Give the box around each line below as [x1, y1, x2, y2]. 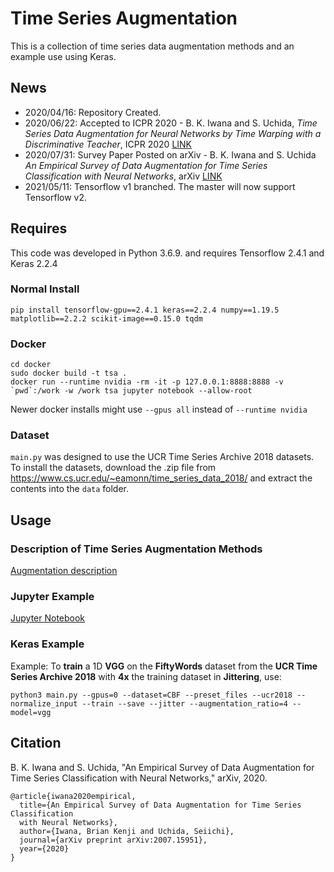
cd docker [10, 360, 52, 370]
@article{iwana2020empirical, [10, 791, 137, 801]
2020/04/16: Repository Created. [24, 106, 162, 118]
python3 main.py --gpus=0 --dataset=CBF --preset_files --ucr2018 [10, 690, 293, 700]
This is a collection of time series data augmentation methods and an [10, 40, 295, 52]
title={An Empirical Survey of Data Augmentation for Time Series [19, 800, 302, 810]
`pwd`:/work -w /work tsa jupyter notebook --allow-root [10, 386, 253, 396]
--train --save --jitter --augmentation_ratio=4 [81, 698, 288, 709]
